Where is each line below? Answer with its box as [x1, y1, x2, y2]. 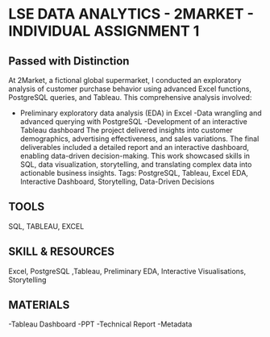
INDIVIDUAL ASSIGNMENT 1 [8, 22, 200, 40]
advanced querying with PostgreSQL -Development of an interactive [19, 117, 247, 126]
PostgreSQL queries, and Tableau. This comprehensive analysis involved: [8, 93, 252, 102]
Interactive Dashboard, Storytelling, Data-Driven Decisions [19, 177, 215, 186]
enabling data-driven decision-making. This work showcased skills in [19, 151, 251, 160]
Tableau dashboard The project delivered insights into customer [19, 126, 233, 135]
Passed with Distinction [8, 54, 130, 68]
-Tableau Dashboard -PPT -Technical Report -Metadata [8, 319, 193, 329]
